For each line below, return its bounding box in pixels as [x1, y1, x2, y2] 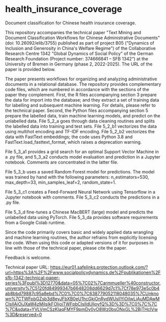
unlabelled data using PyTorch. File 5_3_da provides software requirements [5, 214, 159, 220]
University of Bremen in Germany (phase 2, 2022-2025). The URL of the [5, 61, 153, 67]
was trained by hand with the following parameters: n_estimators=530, [5, 174, 149, 180]
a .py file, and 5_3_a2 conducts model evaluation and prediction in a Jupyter [5, 154, 161, 160]
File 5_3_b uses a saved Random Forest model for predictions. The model [5, 168, 155, 174]
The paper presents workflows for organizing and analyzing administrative [5, 76, 157, 82]
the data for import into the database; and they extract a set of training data [5, 97, 160, 103]
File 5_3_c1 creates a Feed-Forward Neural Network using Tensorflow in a [5, 189, 156, 195]
